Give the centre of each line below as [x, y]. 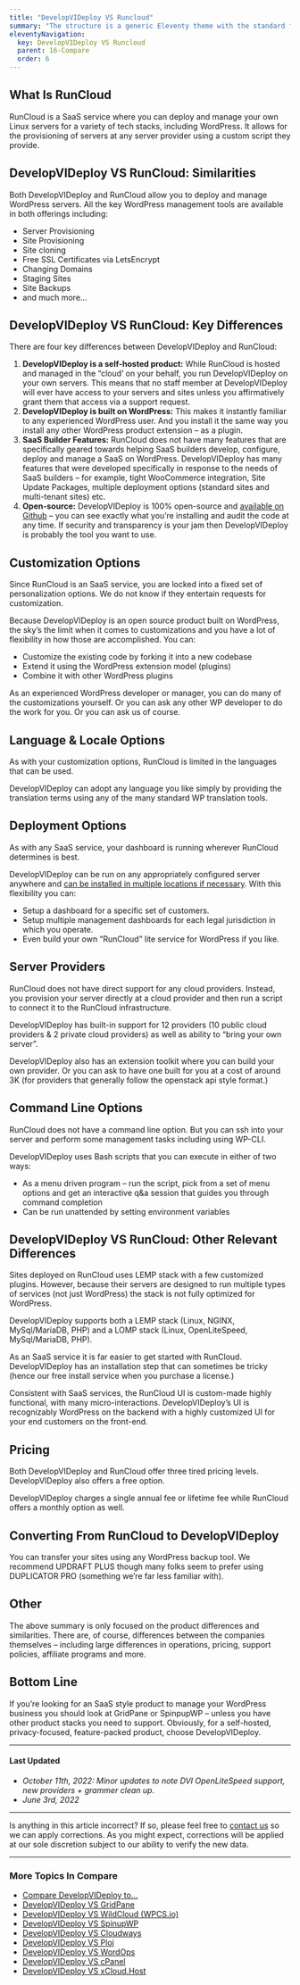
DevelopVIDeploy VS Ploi [68, 1943]
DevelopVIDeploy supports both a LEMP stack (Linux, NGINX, [122, 1321]
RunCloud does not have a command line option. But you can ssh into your [146, 1129]
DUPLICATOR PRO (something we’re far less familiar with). [117, 1575]
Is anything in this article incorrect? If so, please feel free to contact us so [144, 1825]
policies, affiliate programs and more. [78, 1654]
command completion [62, 1202]
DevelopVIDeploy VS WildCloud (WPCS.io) [100, 1914]
